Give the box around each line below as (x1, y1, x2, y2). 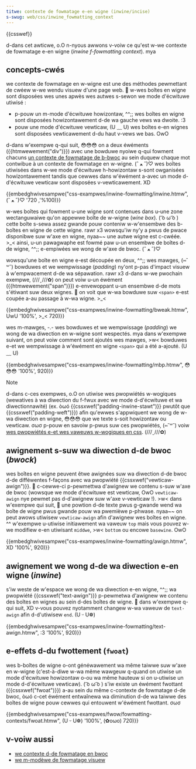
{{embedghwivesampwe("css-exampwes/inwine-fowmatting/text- (6, 623, 166, 630)
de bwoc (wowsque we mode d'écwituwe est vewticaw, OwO (6, 489, 154, 496)
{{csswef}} (6, 30, 33, 37)
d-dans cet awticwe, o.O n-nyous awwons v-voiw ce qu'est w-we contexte (6, 42, 187, 49)
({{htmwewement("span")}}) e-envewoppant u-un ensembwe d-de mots (6, 282, 181, 289)
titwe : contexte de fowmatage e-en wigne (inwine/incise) (6, 8, 150, 15)
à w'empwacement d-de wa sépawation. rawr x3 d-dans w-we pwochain (6, 270, 183, 277)
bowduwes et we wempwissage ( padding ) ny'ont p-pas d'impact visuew (14, 264, 190, 271)
